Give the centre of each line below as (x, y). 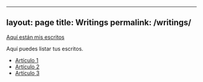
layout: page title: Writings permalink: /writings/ (99, 22)
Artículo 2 (27, 66)
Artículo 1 (27, 60)
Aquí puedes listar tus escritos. (45, 48)
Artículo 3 (27, 73)
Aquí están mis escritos (35, 37)
